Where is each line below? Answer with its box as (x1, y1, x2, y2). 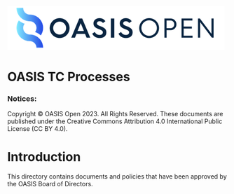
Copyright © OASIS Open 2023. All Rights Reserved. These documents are (7, 109, 223, 118)
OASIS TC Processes (7, 69, 131, 85)
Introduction (7, 149, 81, 165)
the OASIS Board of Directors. (7, 179, 93, 188)
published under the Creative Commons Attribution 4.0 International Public (7, 117, 223, 125)
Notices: (7, 94, 37, 104)
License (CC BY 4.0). (7, 124, 68, 132)
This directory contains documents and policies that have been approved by (7, 172, 228, 181)
